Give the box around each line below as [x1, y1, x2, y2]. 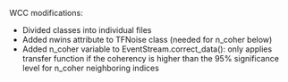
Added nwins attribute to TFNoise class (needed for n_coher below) [21, 35, 273, 45]
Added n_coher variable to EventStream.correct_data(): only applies [21, 44, 273, 54]
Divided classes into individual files [21, 25, 152, 35]
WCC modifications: [9, 8, 83, 18]
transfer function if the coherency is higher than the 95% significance [21, 53, 280, 63]
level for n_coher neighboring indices [21, 62, 159, 73]
